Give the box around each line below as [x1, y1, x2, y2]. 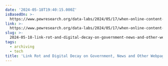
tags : [5, 40, 16, 45]
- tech [9, 49, 23, 54]
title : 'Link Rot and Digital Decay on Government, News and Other [5, 53, 149, 59]
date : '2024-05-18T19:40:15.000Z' [5, 7, 77, 12]
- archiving [9, 44, 35, 49]
